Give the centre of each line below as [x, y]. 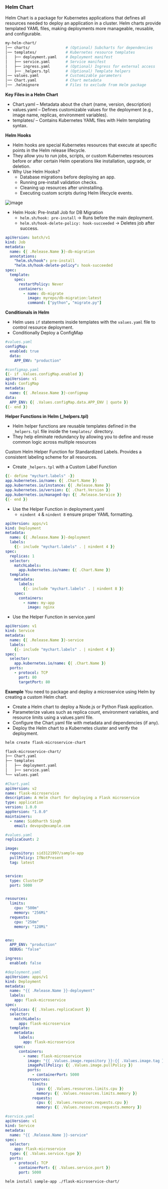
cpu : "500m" [26, 908]
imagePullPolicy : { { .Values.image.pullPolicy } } [80, 1065]
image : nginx [41, 608]
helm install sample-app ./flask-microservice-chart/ [62, 1181]
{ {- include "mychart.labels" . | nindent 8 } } [73, 588]
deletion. [21, 166]
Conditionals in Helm [27, 312]
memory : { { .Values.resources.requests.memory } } [89, 1107]
